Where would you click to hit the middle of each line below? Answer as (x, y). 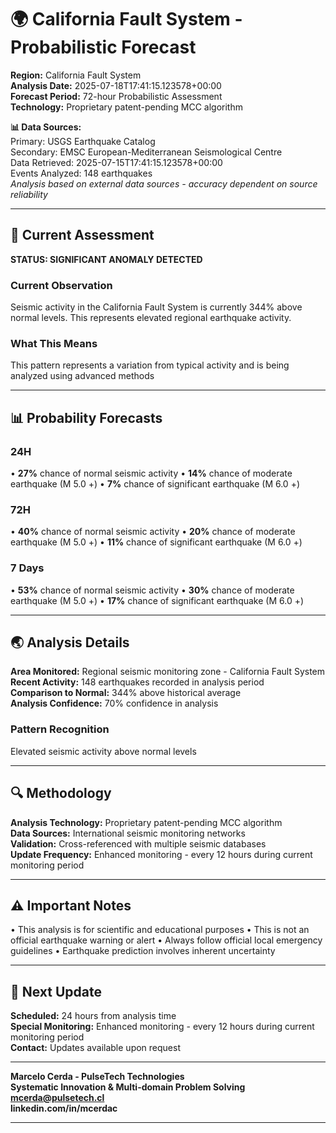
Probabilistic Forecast (103, 47)
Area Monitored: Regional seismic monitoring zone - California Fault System (168, 672)
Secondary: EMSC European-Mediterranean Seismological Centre (146, 152)
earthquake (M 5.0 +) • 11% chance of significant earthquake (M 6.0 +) (156, 542)
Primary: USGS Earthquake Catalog (83, 141)
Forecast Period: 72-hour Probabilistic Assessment (116, 96)
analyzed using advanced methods (82, 376)
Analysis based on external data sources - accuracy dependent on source (164, 183)
